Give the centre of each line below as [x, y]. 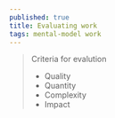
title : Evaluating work [53, 26]
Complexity [66, 95]
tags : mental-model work [55, 34]
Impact [57, 105]
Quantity [60, 86]
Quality [57, 76]
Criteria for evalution [69, 59]
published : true [39, 17]
